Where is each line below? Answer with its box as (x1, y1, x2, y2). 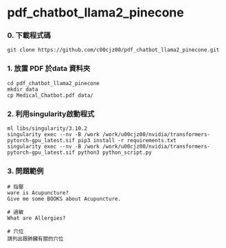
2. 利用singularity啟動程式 (7, 109, 95, 118)
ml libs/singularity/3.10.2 (7, 125, 88, 132)
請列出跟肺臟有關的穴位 (7, 236, 64, 243)
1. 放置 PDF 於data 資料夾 (7, 64, 91, 74)
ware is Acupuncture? (7, 190, 69, 196)
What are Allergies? (7, 215, 67, 222)
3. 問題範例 (7, 166, 44, 176)
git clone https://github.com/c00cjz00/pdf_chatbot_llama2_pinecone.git (7, 47, 220, 54)
